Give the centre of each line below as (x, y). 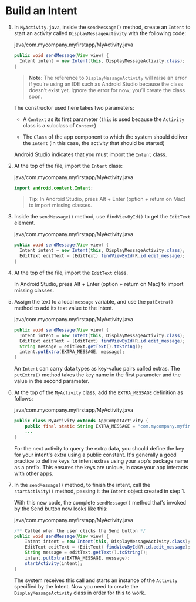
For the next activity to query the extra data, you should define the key (99, 448)
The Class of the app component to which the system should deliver (105, 137)
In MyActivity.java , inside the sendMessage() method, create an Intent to (102, 27)
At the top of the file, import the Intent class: (68, 166)
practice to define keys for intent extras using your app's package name (101, 461)
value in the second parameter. (51, 381)
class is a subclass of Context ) (60, 125)
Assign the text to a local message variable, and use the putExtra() (94, 301)
